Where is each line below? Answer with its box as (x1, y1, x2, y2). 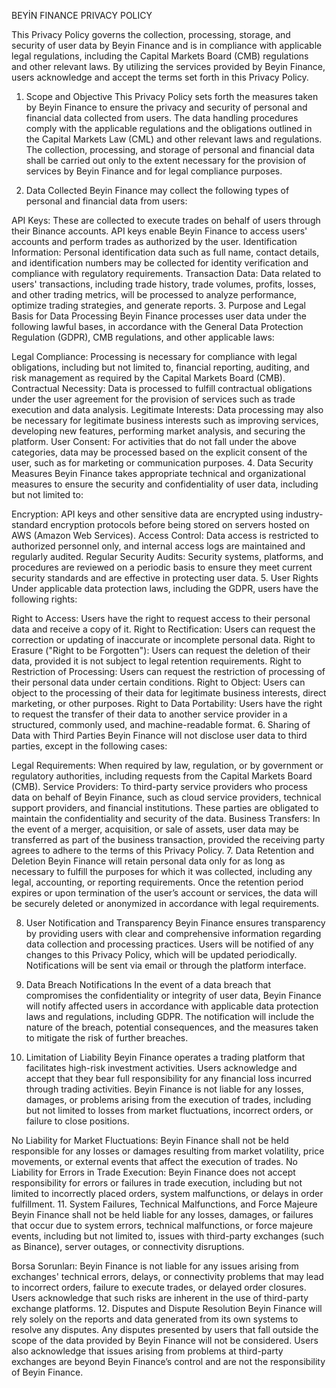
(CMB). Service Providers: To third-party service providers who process (11, 781, 308, 792)
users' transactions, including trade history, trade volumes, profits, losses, (11, 278, 317, 290)
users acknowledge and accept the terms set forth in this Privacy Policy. (11, 71, 309, 83)
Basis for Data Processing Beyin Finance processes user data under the (11, 310, 307, 322)
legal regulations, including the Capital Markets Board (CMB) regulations (11, 50, 309, 62)
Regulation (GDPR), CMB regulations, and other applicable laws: (11, 331, 275, 343)
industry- (285, 508, 324, 520)
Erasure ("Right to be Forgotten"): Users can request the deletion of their (11, 645, 311, 656)
